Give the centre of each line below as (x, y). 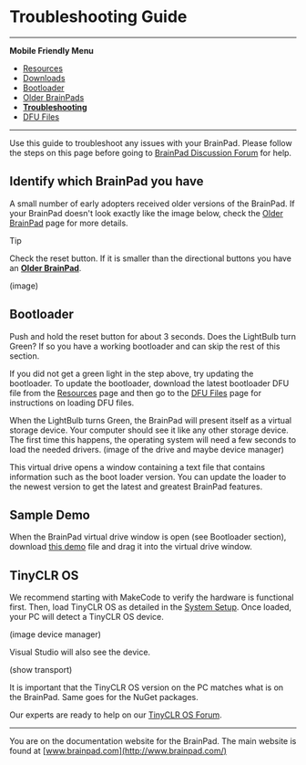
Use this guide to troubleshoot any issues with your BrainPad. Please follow (151, 142)
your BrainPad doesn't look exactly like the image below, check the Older (147, 213)
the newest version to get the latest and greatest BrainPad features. (136, 487)
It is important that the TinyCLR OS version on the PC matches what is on (147, 687)
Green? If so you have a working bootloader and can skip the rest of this (145, 346)
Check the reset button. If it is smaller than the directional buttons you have (150, 258)
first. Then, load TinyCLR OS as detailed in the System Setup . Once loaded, (151, 607)
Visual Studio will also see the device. (80, 652)
